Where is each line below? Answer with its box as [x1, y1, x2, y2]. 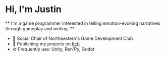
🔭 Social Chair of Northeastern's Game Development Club [12, 35, 133, 41]
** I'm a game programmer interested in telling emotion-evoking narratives [5, 20, 160, 26]
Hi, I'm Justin [5, 4, 62, 15]
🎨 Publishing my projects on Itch [12, 40, 80, 46]
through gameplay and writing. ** [5, 25, 75, 31]
